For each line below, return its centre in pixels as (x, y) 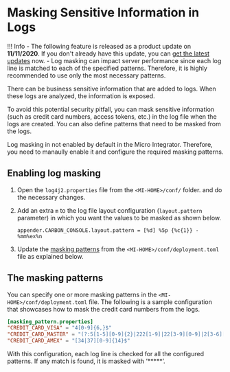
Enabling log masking (54, 173)
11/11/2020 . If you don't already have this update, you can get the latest (108, 54)
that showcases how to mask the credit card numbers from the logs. (104, 309)
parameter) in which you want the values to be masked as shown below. (119, 218)
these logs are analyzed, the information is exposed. (81, 96)
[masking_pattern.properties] (50, 322)
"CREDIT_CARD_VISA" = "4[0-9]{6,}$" (59, 328)
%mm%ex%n (30, 236)
